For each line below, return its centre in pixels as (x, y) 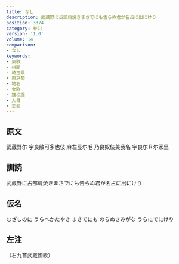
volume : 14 (20, 39)
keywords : (18, 56)
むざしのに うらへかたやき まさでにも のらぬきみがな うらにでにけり (90, 219)
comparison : (21, 45)
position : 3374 (25, 23)
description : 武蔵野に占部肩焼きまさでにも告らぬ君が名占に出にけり (81, 17)
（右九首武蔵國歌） (30, 255)
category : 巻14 (24, 28)
